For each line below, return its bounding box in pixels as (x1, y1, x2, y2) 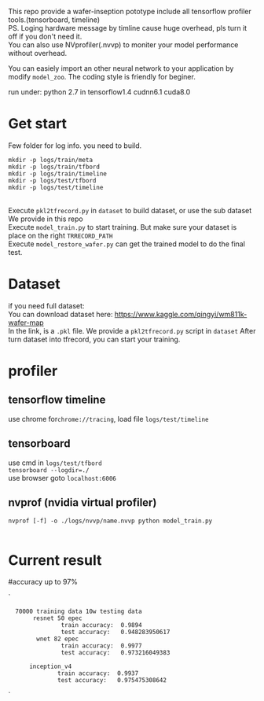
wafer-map (8, 318, 45, 327)
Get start (8, 115, 68, 133)
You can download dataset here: (8, 309, 113, 319)
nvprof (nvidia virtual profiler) (8, 496, 157, 510)
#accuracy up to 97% (8, 577, 79, 587)
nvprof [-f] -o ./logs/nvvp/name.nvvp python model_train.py (8, 517, 213, 525)
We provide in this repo (8, 214, 84, 223)
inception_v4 (28, 662, 72, 671)
